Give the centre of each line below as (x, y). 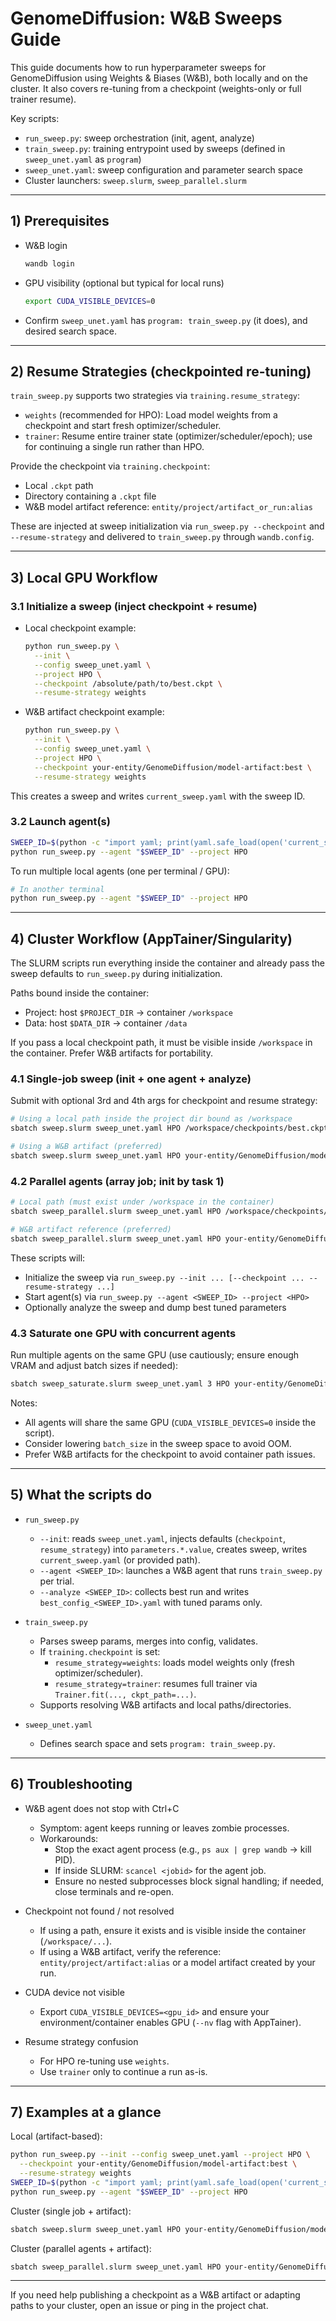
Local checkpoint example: (80, 628)
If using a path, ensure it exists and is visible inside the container (173, 1930)
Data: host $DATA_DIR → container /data (106, 1023)
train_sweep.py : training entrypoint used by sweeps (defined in (155, 148)
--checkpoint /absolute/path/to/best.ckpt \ (128, 683)
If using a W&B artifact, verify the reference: (130, 1951)
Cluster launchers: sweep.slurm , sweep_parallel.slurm (135, 180)
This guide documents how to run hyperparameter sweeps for (138, 67)
